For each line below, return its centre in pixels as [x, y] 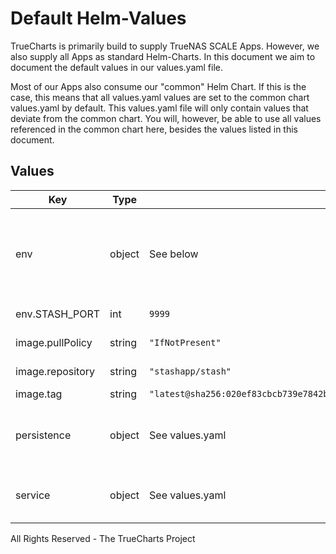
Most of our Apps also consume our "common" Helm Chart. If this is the [158, 86]
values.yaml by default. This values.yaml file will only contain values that [159, 108]
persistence [43, 435]
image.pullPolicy [54, 342]
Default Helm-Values [98, 18]
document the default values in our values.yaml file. [116, 67]
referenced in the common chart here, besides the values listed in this [154, 129]
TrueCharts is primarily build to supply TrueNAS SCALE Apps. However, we [165, 46]
